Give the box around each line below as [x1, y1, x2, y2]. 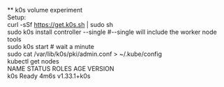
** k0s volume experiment [7, 6, 83, 14]
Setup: [7, 13, 27, 21]
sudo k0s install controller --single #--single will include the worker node [7, 28, 218, 36]
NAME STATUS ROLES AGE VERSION [7, 65, 114, 72]
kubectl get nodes [7, 57, 59, 65]
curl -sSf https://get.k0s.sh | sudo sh [7, 21, 114, 28]
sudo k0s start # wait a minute [7, 43, 94, 50]
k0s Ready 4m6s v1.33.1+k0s [7, 72, 91, 80]
